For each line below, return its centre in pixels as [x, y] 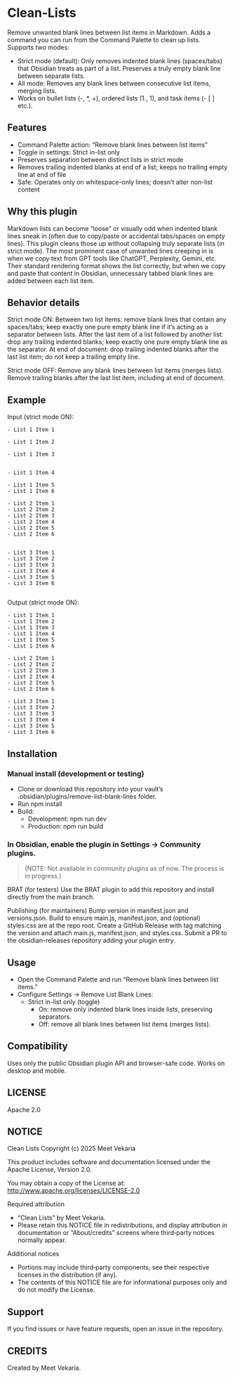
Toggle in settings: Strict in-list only [69, 152]
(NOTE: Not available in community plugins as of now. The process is [124, 869]
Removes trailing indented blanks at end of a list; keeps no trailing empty [122, 167]
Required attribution [36, 1204]
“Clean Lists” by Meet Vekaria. [61, 1218]
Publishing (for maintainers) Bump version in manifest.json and [98, 911]
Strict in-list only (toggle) [64, 1001]
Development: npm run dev [67, 819]
